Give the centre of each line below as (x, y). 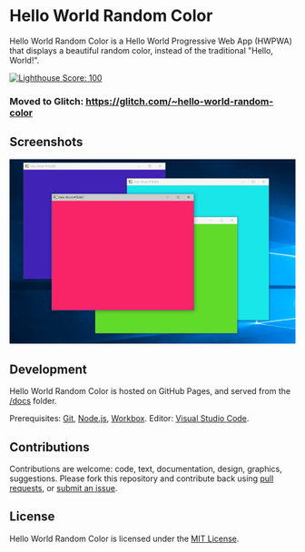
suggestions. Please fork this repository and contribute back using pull (142, 478)
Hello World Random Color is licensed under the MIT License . (124, 538)
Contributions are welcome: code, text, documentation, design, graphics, (146, 469)
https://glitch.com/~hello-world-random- (180, 101)
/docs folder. (33, 401)
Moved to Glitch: (47, 101)
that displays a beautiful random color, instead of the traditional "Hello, (142, 50)
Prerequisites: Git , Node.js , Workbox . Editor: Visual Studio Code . (129, 419)
